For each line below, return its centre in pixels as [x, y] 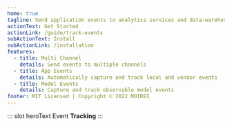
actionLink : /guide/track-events [55, 33]
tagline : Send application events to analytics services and [97, 20]
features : [21, 52]
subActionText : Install [41, 39]
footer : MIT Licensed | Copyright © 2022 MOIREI [78, 97]
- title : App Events [43, 71]
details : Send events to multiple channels [83, 65]
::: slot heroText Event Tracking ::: [55, 116]
